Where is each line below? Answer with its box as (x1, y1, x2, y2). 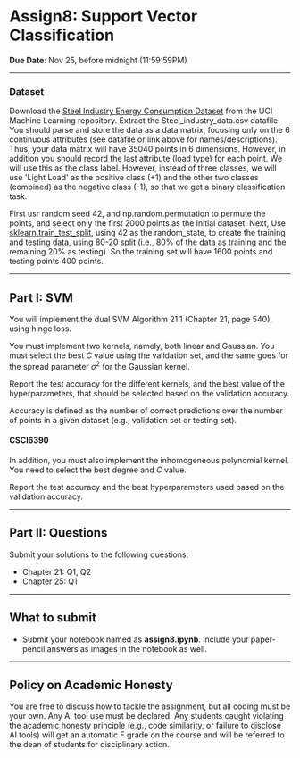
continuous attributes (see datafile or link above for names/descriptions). (9, 134, 279, 145)
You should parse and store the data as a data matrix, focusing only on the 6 (9, 125, 290, 136)
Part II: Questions (9, 525, 108, 541)
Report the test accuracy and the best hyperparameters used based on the (9, 481, 285, 492)
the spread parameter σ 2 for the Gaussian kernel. (9, 360, 190, 371)
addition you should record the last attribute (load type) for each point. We (9, 154, 283, 164)
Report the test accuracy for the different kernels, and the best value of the (9, 378, 286, 389)
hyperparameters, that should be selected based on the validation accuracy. (9, 387, 290, 398)
